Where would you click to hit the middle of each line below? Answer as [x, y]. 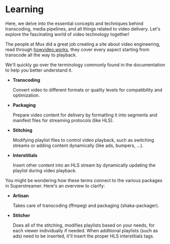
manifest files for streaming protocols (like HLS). [63, 120]
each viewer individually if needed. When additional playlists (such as [85, 230]
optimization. [26, 95]
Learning [25, 9]
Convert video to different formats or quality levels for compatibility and [87, 89]
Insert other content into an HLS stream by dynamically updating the [84, 165]
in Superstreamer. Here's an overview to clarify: [55, 186]
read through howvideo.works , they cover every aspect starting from [77, 49]
